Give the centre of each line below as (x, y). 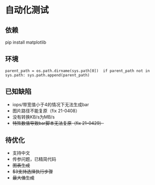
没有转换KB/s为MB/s (34, 117)
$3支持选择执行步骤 (33, 172)
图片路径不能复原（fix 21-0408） (46, 111)
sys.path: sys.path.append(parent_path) (48, 75)
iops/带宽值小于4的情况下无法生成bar (51, 104)
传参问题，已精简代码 (34, 159)
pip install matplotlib (26, 42)
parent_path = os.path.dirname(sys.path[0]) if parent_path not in (77, 71)
